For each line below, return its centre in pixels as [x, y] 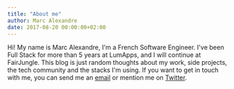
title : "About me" [34, 14]
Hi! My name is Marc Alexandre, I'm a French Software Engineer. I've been [116, 48]
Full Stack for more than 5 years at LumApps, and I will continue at [104, 55]
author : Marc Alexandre [43, 21]
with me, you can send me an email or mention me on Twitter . [97, 78]
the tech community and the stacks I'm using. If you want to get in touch [113, 70]
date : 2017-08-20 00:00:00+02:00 [57, 27]
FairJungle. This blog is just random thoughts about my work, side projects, [117, 63]
